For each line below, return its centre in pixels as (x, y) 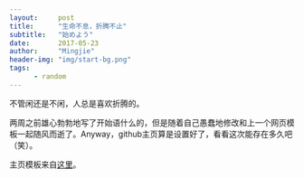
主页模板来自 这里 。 (45, 164)
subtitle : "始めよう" (51, 34)
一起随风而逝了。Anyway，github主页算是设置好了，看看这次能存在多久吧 (155, 134)
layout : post (42, 18)
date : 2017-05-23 (54, 43)
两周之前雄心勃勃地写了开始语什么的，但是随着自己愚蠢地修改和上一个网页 (148, 122)
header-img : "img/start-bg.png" (70, 60)
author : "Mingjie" (52, 52)
